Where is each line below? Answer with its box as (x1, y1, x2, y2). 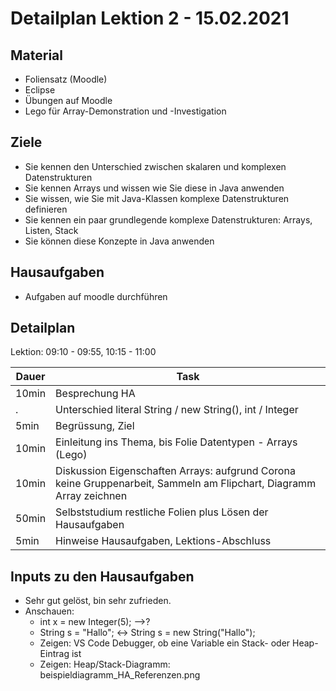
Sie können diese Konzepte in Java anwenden (24, 235, 215, 247)
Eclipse (24, 84, 56, 96)
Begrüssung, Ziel (55, 419, 135, 433)
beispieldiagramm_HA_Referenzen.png (39, 669, 201, 681)
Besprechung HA (55, 387, 136, 401)
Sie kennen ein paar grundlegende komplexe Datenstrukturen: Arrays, (24, 213, 313, 226)
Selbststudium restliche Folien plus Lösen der (55, 505, 269, 519)
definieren (24, 203, 68, 215)
